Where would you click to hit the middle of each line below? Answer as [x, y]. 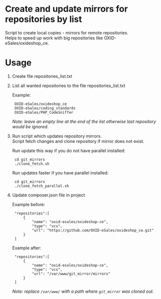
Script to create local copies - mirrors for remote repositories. [67, 33]
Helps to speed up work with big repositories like [54, 38]
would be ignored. [30, 126]
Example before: [28, 204]
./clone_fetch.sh [32, 164]
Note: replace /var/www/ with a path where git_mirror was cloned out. [83, 291]
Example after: [27, 248]
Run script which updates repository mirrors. [57, 136]
